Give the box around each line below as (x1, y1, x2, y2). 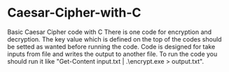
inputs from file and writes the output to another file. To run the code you (7, 50, 218, 58)
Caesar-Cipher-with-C (7, 5, 141, 21)
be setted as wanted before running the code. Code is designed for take (7, 42, 216, 51)
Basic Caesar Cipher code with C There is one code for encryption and (7, 28, 212, 36)
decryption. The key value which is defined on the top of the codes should (7, 35, 222, 43)
